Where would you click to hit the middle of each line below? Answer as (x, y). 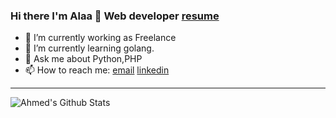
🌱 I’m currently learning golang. (89, 48)
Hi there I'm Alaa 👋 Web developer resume (115, 16)
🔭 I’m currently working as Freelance (100, 38)
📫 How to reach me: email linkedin (97, 70)
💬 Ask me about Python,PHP (83, 59)
